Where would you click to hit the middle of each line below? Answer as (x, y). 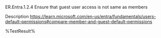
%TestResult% (20, 31)
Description (17, 16)
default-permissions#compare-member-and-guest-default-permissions (79, 22)
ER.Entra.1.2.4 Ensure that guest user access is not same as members (77, 7)
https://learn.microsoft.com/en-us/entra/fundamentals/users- (93, 16)
